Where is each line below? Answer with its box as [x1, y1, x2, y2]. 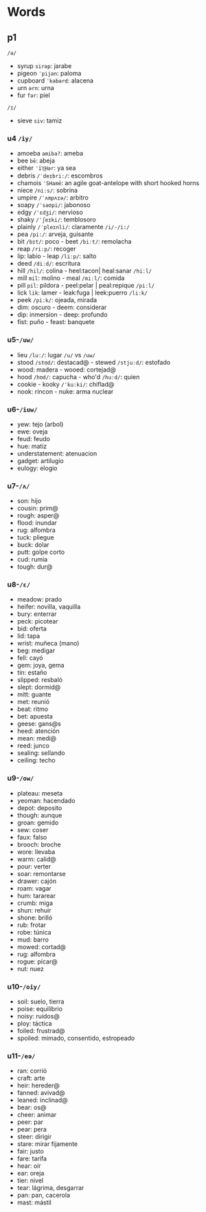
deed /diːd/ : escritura [16, 259, 81, 268]
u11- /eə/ [7, 1051, 36, 1061]
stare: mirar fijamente [16, 1140, 78, 1148]
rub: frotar [16, 920, 47, 929]
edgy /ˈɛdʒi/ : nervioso [16, 208, 84, 217]
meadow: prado [16, 595, 62, 604]
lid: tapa [16, 632, 41, 640]
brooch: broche [16, 840, 61, 849]
